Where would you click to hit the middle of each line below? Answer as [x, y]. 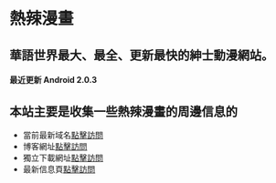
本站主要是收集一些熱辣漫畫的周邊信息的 [123, 112]
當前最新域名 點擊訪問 [63, 135]
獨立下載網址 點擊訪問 [63, 158]
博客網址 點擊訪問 [55, 146]
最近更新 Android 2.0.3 [53, 80]
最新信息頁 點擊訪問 [59, 168]
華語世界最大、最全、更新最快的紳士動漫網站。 [142, 55]
